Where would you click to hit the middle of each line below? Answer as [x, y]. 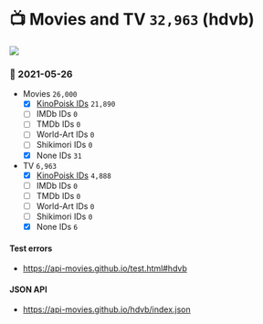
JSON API [28, 289]
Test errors [31, 248]
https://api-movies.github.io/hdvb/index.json [107, 309]
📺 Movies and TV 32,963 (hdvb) [132, 20]
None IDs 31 [59, 155]
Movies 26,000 [50, 94]
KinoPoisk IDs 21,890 [76, 104]
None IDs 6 [57, 226]
